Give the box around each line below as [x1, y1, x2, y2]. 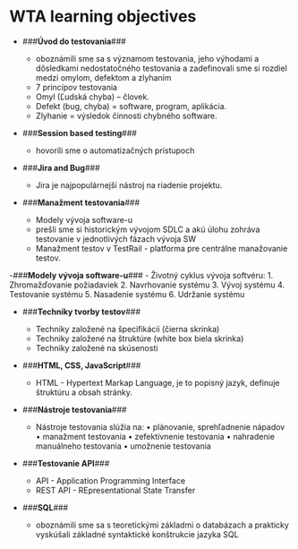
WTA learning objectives [9, 6, 197, 27]
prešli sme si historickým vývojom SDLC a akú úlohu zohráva [35, 224, 260, 235]
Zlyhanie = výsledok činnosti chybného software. [35, 110, 217, 121]
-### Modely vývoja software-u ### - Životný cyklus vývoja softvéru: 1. [9, 270, 274, 280]
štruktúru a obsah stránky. [35, 387, 132, 398]
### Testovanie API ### [21, 458, 110, 468]
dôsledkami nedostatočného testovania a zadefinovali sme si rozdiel [35, 63, 288, 73]
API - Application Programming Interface [35, 475, 186, 485]
